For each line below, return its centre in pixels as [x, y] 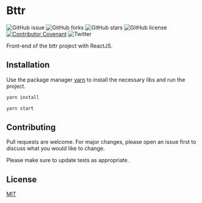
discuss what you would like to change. [56, 148]
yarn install [23, 97]
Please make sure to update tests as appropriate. [68, 160]
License [22, 180]
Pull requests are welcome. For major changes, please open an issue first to [101, 142]
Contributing [31, 127]
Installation [28, 65]
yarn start [20, 108]
